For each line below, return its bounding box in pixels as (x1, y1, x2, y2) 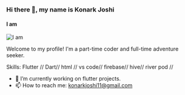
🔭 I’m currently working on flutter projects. (15, 75, 121, 82)
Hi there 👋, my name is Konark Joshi (6, 5, 115, 14)
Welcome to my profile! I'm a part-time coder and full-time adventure (6, 45, 179, 53)
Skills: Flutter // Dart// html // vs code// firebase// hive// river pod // (6, 63, 174, 71)
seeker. (6, 52, 25, 59)
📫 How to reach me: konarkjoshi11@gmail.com (15, 82, 133, 89)
